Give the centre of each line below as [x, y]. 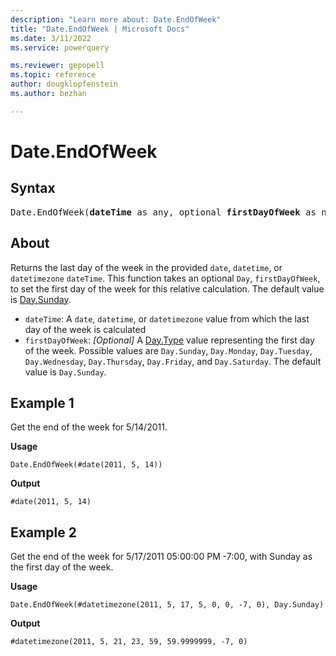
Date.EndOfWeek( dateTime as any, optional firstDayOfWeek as [163, 212]
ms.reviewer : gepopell [57, 66]
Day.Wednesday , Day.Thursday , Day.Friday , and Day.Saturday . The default [173, 361]
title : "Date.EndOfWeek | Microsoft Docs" [100, 29]
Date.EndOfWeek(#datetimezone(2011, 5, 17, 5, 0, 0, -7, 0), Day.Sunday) [167, 605]
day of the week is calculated [85, 329]
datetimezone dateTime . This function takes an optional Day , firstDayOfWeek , [165, 278]
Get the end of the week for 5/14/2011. [89, 427]
